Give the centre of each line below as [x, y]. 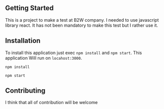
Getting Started [29, 8]
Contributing [25, 91]
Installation [23, 41]
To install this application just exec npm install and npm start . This [74, 53]
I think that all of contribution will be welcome [52, 103]
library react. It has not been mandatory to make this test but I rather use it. [82, 25]
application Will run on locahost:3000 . [44, 58]
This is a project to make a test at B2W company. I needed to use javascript [82, 20]
